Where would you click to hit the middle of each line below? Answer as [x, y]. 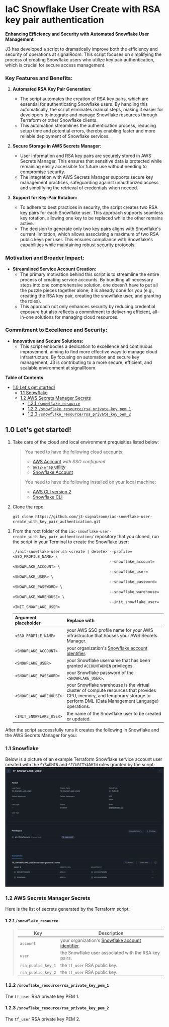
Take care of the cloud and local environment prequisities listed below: [86, 442]
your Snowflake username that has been [108, 660]
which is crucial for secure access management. [55, 65]
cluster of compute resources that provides [111, 690]
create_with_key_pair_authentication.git [56, 522]
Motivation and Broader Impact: [45, 258]
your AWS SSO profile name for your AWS [110, 630]
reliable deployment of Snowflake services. [65, 136]
